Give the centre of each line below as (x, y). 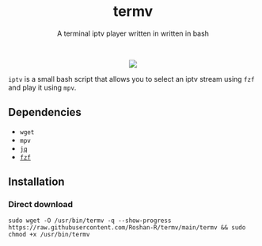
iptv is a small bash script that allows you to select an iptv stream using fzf (131, 79)
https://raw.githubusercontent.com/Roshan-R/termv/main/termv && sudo (127, 228)
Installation (36, 182)
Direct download (41, 205)
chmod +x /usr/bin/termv (49, 235)
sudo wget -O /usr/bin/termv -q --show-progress (90, 221)
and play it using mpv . (42, 87)
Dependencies (45, 112)
